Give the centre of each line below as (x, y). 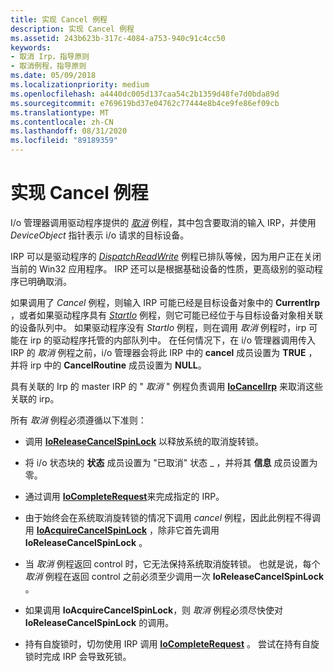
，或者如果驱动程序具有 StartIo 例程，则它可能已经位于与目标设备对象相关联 (167, 315)
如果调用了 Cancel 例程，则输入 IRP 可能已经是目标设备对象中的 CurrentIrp (165, 302)
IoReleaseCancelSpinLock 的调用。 (99, 622)
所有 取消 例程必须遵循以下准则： (78, 420)
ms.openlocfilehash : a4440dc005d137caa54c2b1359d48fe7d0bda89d (145, 94)
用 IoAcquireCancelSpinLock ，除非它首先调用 (122, 530)
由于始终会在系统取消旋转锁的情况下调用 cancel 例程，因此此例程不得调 (173, 517)
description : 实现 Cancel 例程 (72, 29)
